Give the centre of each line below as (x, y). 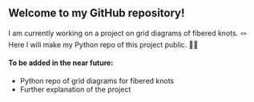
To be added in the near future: (61, 63)
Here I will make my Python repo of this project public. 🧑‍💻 (103, 44)
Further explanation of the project (75, 90)
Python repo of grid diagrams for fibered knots (97, 81)
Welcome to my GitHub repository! (97, 13)
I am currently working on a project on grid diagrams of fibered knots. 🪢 (128, 33)
